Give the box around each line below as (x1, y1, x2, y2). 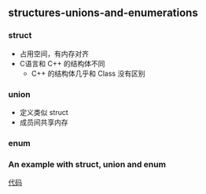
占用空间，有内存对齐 (19, 49, 89, 58)
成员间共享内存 (19, 118, 68, 127)
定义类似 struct (19, 107, 68, 117)
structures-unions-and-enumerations (8, 6, 198, 20)
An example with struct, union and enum (8, 159, 167, 170)
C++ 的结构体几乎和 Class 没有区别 (31, 69, 145, 78)
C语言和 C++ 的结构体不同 (19, 58, 105, 68)
